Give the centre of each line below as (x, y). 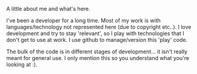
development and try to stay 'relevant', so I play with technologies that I (95, 33)
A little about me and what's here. (48, 9)
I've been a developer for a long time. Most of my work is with (84, 20)
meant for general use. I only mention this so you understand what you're (98, 58)
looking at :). (22, 64)
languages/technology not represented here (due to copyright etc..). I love (99, 27)
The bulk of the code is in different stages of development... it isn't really (97, 52)
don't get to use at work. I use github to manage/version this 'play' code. (97, 40)
